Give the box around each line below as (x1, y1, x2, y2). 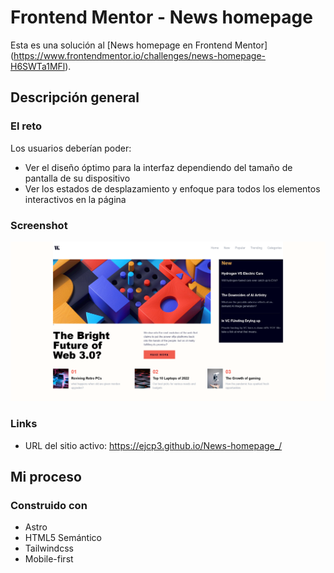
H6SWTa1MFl (10, 60, 66, 72)
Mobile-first (24, 553, 74, 565)
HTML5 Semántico (24, 532, 102, 544)
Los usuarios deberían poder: (10, 142, 132, 154)
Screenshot (10, 218, 68, 232)
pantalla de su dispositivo (24, 172, 131, 184)
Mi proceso (10, 469, 82, 486)
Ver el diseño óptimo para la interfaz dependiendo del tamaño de (24, 161, 293, 173)
